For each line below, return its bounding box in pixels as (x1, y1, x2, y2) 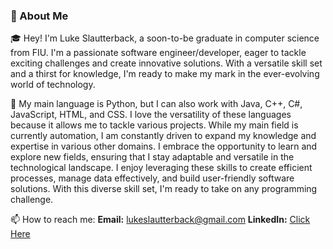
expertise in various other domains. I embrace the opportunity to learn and (10, 140, 318, 153)
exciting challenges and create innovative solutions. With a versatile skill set (10, 57, 323, 69)
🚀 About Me (10, 9, 69, 23)
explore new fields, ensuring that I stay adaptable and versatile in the (10, 151, 295, 163)
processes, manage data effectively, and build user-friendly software (10, 172, 295, 184)
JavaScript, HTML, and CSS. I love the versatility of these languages (10, 109, 292, 121)
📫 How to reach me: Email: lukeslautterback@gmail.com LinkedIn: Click (10, 214, 311, 226)
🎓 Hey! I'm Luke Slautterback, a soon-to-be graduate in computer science (10, 32, 320, 44)
